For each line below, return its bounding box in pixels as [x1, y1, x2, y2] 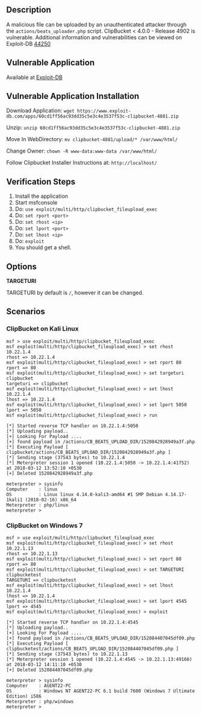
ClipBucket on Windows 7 [6, 521, 83, 530]
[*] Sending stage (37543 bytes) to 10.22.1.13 [6, 651, 128, 657]
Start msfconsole [14, 199, 58, 206]
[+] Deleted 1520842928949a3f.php [6, 470, 93, 476]
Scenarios [6, 307, 45, 317]
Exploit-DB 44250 [6, 40, 51, 47]
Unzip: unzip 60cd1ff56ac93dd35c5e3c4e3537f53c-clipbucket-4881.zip [6, 124, 181, 132]
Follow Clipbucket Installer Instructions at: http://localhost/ [6, 159, 158, 167]
